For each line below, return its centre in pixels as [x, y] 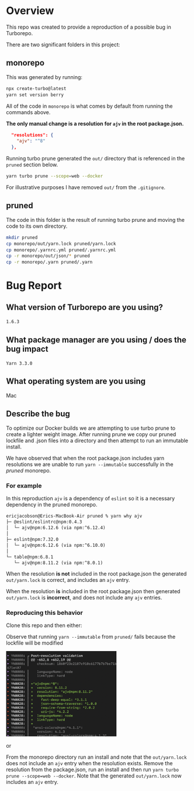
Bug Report [34, 286]
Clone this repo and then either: [44, 625]
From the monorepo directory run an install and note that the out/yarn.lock [96, 757]
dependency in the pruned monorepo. [52, 504]
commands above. [28, 112]
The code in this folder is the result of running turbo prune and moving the [96, 220]
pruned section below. [32, 165]
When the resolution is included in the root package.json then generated [93, 591]
